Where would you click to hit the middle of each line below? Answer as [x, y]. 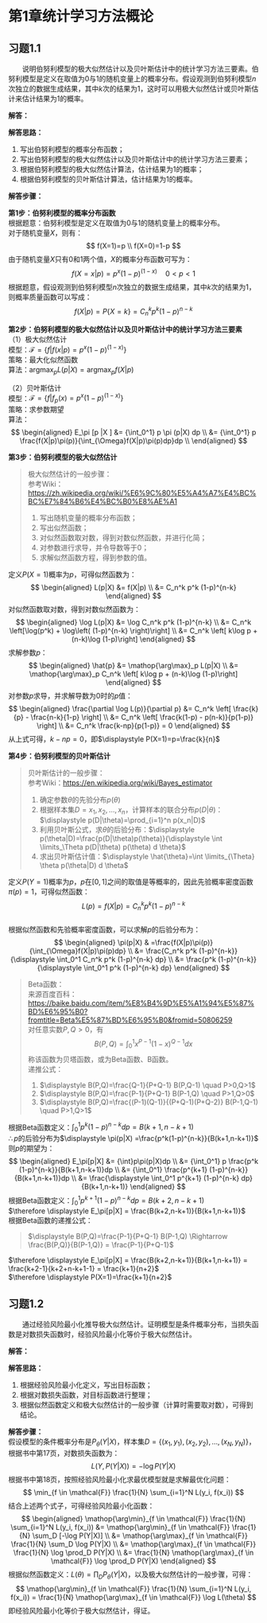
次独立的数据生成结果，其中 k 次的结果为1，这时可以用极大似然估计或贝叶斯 [130, 89]
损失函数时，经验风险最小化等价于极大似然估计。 [116, 1334]
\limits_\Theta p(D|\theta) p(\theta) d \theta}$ [113, 847]
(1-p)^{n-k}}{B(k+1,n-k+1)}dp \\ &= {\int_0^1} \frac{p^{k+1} [113, 1170]
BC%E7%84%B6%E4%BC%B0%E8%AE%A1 [102, 501]
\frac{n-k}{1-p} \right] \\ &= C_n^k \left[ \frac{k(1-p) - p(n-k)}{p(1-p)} [142, 718]
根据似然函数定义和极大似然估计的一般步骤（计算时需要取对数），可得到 [136, 1405]
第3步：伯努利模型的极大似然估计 [63, 457]
